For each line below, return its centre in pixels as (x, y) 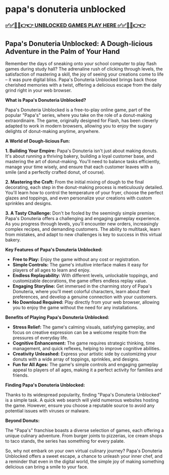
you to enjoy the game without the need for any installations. (75, 307)
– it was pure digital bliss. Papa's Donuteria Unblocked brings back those (81, 80)
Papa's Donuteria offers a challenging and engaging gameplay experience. (83, 218)
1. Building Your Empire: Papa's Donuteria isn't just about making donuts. (81, 151)
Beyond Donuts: (22, 420)
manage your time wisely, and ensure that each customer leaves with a (79, 167)
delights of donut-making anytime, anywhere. (52, 131)
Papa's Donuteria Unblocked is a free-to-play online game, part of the (78, 110)
